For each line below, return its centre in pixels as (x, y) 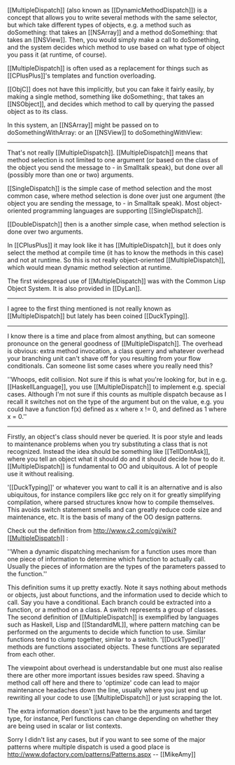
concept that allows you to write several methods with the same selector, (113, 17)
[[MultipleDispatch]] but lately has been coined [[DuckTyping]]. (98, 316)
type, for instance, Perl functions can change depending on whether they (113, 718)
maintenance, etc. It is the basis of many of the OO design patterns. (105, 517)
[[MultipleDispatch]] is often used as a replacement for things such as (108, 68)
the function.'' (27, 574)
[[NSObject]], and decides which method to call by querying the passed (111, 104)
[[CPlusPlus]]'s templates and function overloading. (81, 76)
